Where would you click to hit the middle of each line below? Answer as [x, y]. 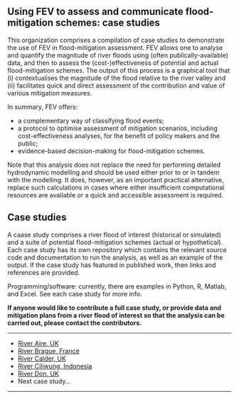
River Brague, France [48, 351]
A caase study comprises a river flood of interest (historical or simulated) [115, 234]
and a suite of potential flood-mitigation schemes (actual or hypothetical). [115, 242]
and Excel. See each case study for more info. [75, 294]
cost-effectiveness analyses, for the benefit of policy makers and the [119, 135]
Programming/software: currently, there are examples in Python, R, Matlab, [117, 286]
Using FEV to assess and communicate [95, 12]
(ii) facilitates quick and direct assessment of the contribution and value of [116, 85]
